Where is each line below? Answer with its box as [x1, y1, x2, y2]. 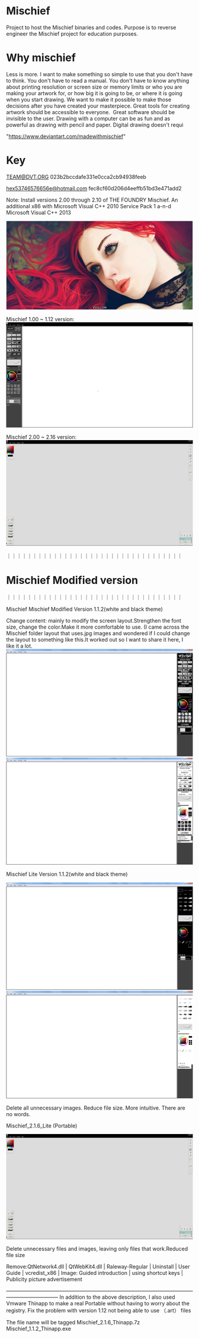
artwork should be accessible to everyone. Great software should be [6, 108, 175, 115]
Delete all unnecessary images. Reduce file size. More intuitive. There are [6, 1104, 185, 1111]
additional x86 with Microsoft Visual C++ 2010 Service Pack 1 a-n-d [6, 202, 172, 209]
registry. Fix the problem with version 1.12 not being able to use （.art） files [6, 1307, 191, 1314]
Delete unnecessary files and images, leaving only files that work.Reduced [6, 1245, 188, 1252]
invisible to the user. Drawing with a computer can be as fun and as [6, 115, 171, 122]
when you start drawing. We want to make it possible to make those [6, 96, 172, 103]
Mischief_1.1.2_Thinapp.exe [6, 1325, 71, 1333]
